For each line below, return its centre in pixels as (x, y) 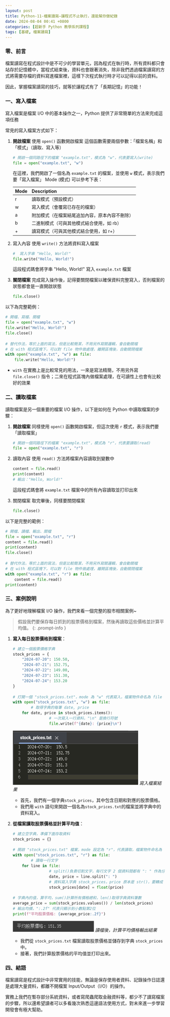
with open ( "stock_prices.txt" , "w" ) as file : (61, 702)
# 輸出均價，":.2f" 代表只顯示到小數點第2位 (54, 909)
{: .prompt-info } (49, 628)
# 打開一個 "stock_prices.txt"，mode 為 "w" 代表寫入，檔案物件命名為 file (87, 697)
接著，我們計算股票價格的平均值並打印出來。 (67, 953)
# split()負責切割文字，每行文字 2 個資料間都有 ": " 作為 (105, 871)
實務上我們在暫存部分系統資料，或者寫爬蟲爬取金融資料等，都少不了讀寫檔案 (85, 997)
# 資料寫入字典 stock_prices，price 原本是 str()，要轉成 (106, 882)
